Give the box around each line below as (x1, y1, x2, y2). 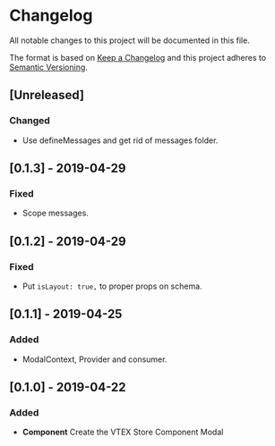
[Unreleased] (9, 88, 85, 103)
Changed (9, 114, 51, 127)
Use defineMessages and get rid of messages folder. (21, 135, 219, 146)
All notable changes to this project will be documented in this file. (9, 35, 251, 46)
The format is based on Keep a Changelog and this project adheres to (9, 52, 267, 63)
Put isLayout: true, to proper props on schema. (21, 281, 203, 291)
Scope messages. (21, 207, 90, 219)
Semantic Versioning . (9, 62, 88, 72)
